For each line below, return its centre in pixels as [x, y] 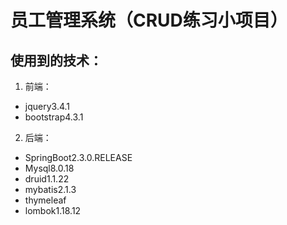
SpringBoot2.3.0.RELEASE [78, 157]
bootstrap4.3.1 [54, 117]
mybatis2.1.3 [50, 189]
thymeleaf [45, 200]
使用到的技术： [56, 60]
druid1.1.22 [47, 179]
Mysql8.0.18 [49, 168]
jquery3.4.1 [47, 106]
